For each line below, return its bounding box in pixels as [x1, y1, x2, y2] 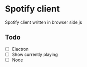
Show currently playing [12, 52, 58, 57]
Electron [12, 46, 29, 52]
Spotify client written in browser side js [5, 19, 83, 25]
